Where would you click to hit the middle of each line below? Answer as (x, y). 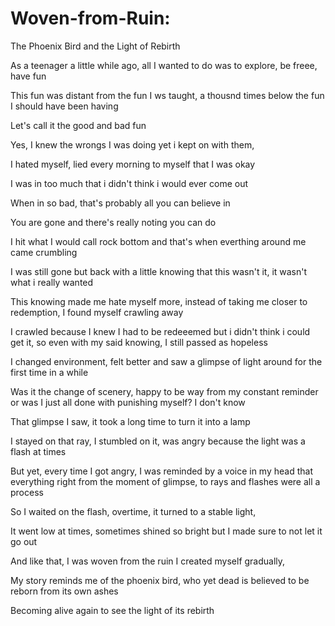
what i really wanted (52, 282)
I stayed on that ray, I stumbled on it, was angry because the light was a (158, 441)
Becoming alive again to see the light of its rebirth (112, 610)
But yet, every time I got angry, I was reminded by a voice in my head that (161, 471)
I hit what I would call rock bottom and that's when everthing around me (158, 241)
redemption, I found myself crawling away (97, 312)
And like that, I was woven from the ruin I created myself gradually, (148, 561)
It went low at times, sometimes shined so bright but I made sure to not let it (166, 531)
